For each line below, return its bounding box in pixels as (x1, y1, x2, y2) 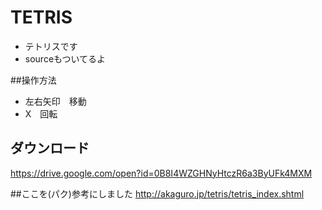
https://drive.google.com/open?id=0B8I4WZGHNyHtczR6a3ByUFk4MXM (10, 167, 313, 179)
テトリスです (24, 40, 78, 52)
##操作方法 (10, 74, 57, 86)
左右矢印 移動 (24, 95, 87, 107)
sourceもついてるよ (24, 52, 107, 65)
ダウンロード (10, 140, 90, 157)
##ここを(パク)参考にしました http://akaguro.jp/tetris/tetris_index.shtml (10, 187, 305, 200)
